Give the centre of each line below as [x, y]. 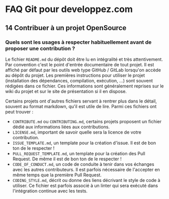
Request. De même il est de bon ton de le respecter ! [67, 159]
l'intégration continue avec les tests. [50, 191]
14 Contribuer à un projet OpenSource [66, 28]
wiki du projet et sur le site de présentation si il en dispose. [66, 91]
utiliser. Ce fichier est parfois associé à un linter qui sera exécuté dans [85, 185]
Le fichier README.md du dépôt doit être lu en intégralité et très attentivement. [84, 59]
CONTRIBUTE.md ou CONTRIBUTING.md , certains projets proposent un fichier [87, 121]
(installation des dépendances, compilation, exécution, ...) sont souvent [79, 80]
